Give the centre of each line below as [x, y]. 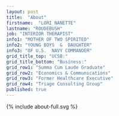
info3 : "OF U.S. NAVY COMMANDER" [49, 51]
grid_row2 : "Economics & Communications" [59, 73]
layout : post [22, 12]
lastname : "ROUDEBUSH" [34, 28]
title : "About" [26, 17]
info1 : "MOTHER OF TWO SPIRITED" [48, 39]
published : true [26, 90]
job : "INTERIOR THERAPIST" [40, 34]
